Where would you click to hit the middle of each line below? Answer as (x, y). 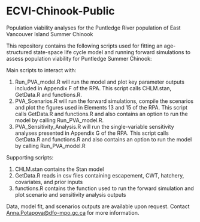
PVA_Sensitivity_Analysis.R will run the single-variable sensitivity (95, 126)
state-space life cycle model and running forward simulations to (112, 52)
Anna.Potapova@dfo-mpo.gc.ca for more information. (73, 212)
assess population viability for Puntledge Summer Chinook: (79, 58)
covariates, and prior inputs (49, 182)
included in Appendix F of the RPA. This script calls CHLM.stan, (93, 88)
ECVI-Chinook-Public (60, 11)
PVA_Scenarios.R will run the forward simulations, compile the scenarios (104, 101)
